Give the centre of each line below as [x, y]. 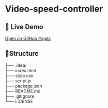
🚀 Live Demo [24, 27]
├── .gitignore [20, 96]
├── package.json [24, 86]
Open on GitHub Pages [28, 38]
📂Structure [22, 54]
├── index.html [21, 70]
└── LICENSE [19, 101]
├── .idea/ [16, 65]
